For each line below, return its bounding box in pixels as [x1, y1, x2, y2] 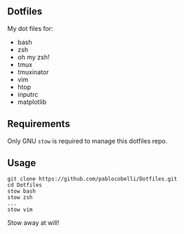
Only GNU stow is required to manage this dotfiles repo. [7, 136, 168, 145]
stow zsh [7, 194, 33, 201]
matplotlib [17, 98, 47, 106]
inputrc [17, 90, 39, 98]
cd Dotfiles [7, 182, 42, 189]
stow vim [7, 207, 33, 214]
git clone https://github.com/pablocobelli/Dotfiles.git [7, 176, 178, 183]
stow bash [7, 188, 37, 195]
